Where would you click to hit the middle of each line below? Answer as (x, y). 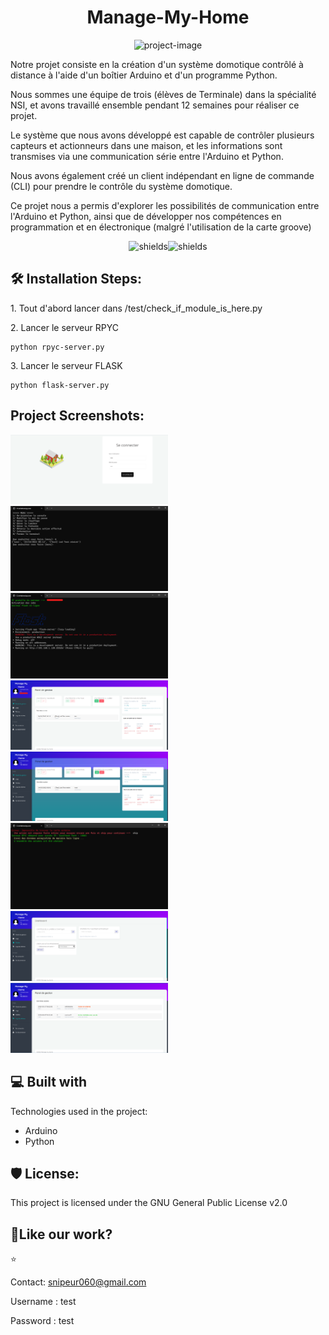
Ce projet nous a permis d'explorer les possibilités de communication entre (165, 205)
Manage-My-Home (168, 17)
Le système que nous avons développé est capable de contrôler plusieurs (162, 135)
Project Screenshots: (77, 416)
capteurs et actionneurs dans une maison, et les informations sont (146, 145)
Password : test (42, 1321)
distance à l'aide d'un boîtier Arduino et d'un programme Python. (144, 75)
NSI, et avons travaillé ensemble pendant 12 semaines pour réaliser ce (155, 105)
